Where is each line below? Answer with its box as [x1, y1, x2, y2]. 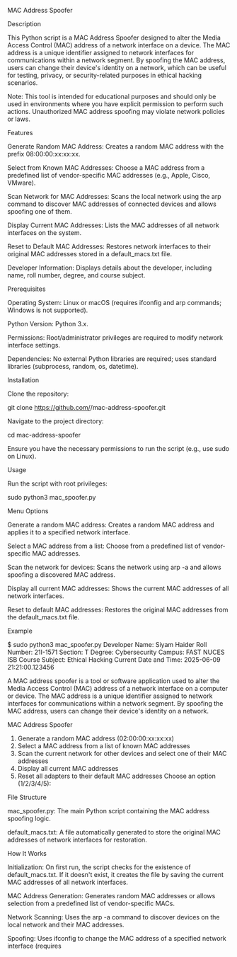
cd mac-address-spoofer [7, 431, 81, 439]
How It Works [7, 849, 47, 857]
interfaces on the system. [7, 229, 82, 236]
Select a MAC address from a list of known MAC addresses [17, 742, 190, 750]
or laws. [7, 115, 30, 123]
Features [7, 129, 33, 137]
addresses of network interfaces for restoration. [7, 835, 147, 844]
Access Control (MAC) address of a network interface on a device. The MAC [7, 41, 231, 49]
